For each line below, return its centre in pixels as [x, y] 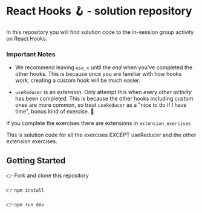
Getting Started [36, 161]
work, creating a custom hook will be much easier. [78, 80]
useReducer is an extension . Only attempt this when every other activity [103, 92]
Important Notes [31, 54]
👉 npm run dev [25, 205]
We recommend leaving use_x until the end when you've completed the [104, 67]
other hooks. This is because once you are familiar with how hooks [98, 74]
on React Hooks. [27, 38]
